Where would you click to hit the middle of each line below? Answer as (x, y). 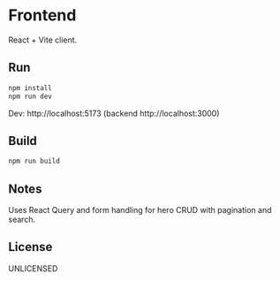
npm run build (34, 161)
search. (22, 219)
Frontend (42, 15)
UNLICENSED (33, 268)
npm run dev (30, 96)
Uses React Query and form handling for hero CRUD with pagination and (140, 210)
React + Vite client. (43, 40)
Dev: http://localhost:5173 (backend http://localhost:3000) (114, 113)
